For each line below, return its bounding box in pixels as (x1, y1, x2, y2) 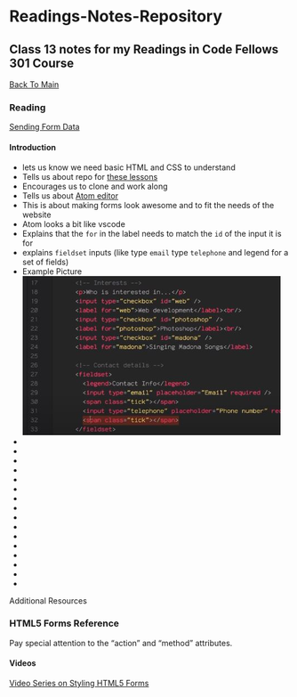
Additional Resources (9, 595, 87, 606)
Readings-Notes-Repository (9, 6, 223, 27)
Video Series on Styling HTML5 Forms (9, 678, 149, 688)
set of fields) (21, 256, 69, 267)
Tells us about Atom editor (21, 190, 118, 201)
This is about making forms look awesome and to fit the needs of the (21, 199, 275, 210)
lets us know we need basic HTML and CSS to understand (21, 162, 236, 173)
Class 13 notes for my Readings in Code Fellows (9, 42, 279, 57)
